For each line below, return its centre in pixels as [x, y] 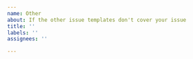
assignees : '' [28, 39]
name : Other [24, 13]
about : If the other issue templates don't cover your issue [97, 20]
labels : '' [23, 33]
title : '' [21, 26]
